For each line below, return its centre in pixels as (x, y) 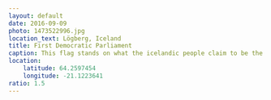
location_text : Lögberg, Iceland (65, 38)
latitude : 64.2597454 (59, 69)
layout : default (36, 16)
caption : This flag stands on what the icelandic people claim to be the (136, 53)
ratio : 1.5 (27, 83)
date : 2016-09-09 (38, 23)
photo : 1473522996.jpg (47, 31)
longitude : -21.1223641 (63, 76)
